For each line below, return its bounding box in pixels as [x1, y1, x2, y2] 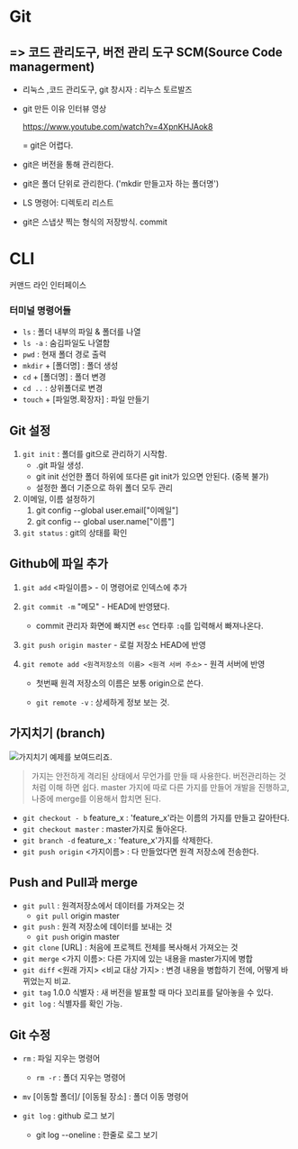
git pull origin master [35, 910, 120, 921]
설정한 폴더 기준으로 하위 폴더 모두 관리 [35, 482, 174, 493]
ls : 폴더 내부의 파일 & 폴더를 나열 [22, 326, 141, 337]
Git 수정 [9, 1027, 51, 1043]
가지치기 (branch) [9, 725, 106, 741]
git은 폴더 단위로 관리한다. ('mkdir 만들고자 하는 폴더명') [22, 178, 220, 188]
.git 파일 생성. [35, 460, 84, 470]
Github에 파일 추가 [9, 556, 109, 571]
